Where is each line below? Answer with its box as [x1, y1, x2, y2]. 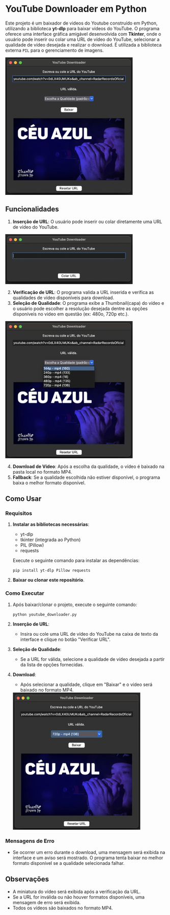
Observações [5, 875, 49, 884]
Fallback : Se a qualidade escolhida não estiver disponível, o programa [12, 474, 160, 480]
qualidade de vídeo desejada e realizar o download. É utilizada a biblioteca [5, 41, 162, 48]
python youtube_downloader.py [12, 612, 77, 617]
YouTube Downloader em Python [5, 3, 147, 15]
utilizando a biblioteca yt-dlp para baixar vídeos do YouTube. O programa [5, 25, 160, 31]
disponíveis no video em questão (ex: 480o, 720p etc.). [12, 310, 129, 317]
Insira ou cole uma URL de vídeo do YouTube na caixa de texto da [20, 631, 158, 637]
